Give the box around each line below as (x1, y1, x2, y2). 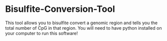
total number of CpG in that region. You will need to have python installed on (5, 25, 162, 31)
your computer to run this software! (5, 30, 78, 36)
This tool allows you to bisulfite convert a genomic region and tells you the (5, 20, 158, 26)
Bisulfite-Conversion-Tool (5, 3, 115, 15)
